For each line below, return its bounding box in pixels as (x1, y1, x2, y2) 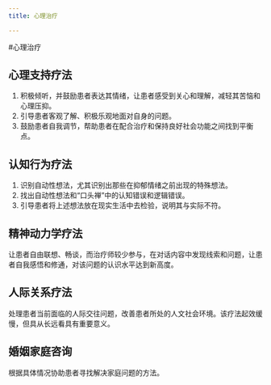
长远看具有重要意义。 (43, 319, 115, 328)
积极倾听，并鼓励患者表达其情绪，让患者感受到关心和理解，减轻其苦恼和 (19, 91, 261, 101)
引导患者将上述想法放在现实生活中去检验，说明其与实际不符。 (19, 201, 226, 210)
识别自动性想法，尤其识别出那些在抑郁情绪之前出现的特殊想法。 (19, 180, 232, 190)
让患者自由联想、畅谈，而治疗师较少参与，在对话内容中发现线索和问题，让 (8, 250, 256, 260)
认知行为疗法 (8, 157, 73, 171)
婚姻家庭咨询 (8, 345, 73, 358)
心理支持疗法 (8, 68, 73, 82)
